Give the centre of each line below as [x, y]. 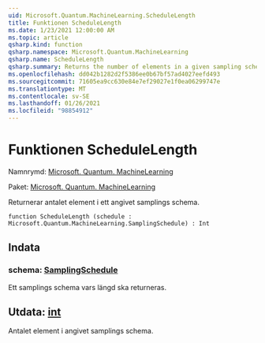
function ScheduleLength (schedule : [70, 216]
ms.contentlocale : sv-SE [49, 96]
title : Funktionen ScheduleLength [65, 23]
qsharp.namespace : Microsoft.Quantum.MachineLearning [99, 52]
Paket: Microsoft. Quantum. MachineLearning [82, 187]
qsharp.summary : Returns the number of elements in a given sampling [125, 67]
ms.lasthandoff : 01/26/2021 [54, 103]
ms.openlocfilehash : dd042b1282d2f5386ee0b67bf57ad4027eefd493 [114, 74]
